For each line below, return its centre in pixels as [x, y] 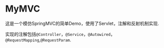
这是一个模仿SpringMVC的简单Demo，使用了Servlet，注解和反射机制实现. [82, 23]
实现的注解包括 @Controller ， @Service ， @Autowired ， [60, 34]
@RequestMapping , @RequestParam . [38, 40]
